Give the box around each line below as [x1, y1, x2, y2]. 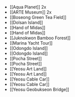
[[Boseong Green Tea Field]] [9, 15, 67, 20]
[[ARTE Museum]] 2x [9, 9, 52, 15]
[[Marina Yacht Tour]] [9, 40, 53, 46]
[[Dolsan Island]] [9, 19, 43, 25]
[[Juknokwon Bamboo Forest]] [9, 35, 71, 41]
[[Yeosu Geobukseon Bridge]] [9, 87, 69, 92]
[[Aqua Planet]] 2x [9, 4, 46, 10]
